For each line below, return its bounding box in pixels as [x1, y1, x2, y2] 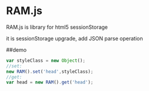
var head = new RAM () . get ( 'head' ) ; [6, 79, 94, 86]
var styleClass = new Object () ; [6, 58, 85, 63]
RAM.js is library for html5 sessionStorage [6, 23, 108, 31]
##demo [6, 46, 27, 53]
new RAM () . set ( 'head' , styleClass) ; [6, 69, 94, 75]
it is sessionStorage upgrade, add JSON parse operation [6, 35, 143, 42]
